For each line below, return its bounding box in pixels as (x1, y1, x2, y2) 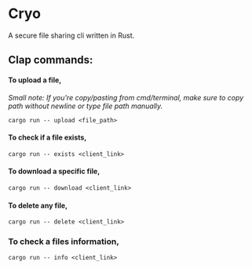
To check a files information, (8, 236, 119, 247)
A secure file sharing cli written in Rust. (8, 31, 135, 40)
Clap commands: (8, 53, 93, 67)
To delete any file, (8, 201, 68, 210)
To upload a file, (8, 75, 62, 85)
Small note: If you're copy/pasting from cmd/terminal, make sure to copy (8, 93, 244, 102)
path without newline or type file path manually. (8, 101, 163, 111)
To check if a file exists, (8, 133, 87, 142)
